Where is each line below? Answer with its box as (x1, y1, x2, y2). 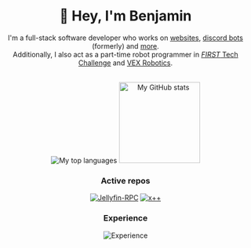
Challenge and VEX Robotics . (78, 58, 173, 67)
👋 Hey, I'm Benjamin (59, 7, 192, 25)
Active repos (100, 175, 151, 186)
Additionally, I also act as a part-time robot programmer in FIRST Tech (13, 49, 238, 59)
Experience (103, 213, 148, 224)
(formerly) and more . (91, 41, 160, 50)
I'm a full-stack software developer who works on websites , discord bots (8, 33, 243, 42)
